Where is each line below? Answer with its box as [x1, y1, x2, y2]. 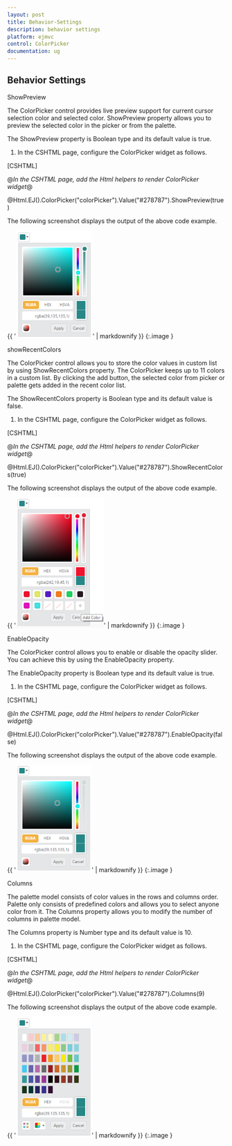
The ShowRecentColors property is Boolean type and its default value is [7, 394, 213, 402]
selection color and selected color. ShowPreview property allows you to [7, 113, 212, 122]
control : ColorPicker [7, 40, 70, 48]
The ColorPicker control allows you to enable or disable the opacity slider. [7, 648, 218, 656]
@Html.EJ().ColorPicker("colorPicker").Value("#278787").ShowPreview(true [7, 195, 224, 204]
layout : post [7, 11, 45, 18]
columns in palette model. [7, 915, 81, 923]
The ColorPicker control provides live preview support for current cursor [7, 106, 213, 115]
